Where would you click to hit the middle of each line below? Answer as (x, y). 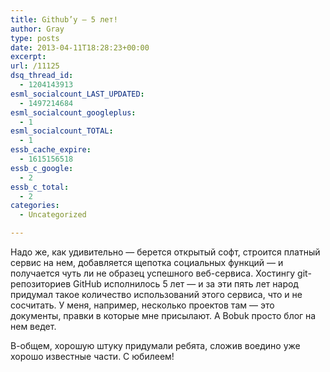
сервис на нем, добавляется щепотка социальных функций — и (147, 262)
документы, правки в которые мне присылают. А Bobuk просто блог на (163, 315)
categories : (35, 206)
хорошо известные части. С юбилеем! (92, 356)
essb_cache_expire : (51, 150)
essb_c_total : (40, 187)
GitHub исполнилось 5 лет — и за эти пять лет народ (186, 284)
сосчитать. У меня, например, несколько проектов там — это (142, 305)
